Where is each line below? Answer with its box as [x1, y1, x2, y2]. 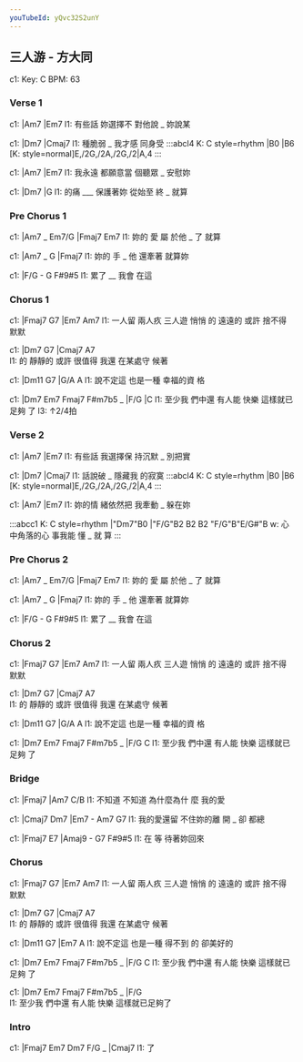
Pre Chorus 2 [9, 552, 68, 565]
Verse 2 [9, 429, 45, 441]
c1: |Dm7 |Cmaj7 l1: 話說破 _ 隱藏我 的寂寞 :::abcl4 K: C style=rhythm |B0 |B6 [9, 470, 295, 480]
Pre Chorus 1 [9, 209, 66, 222]
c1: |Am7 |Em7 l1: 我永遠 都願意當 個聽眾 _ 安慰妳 [9, 167, 191, 177]
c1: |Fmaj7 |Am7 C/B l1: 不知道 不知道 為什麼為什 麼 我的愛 [9, 794, 226, 805]
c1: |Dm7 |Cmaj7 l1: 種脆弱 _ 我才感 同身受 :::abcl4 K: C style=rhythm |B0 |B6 [9, 137, 295, 148]
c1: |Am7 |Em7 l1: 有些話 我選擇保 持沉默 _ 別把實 [9, 450, 191, 461]
